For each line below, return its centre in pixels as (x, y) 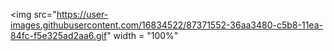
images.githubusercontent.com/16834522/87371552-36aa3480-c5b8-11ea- (166, 25)
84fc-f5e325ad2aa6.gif (59, 35)
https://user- (82, 14)
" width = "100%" (142, 35)
